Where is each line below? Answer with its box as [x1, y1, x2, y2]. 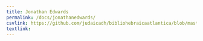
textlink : [6, 25, 31, 32]
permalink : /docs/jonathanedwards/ [6, 14, 96, 20]
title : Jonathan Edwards [6, 8, 69, 15]
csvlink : [6, 20, 28, 26]
